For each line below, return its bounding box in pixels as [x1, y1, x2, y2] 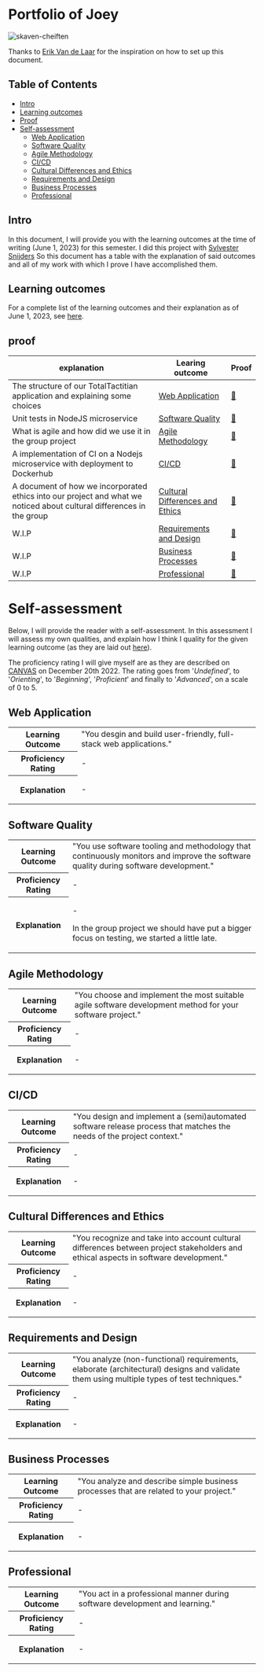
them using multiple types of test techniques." [71, 1373, 243, 1384]
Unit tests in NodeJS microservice [12, 413, 138, 424]
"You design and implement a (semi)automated [72, 1110, 247, 1121]
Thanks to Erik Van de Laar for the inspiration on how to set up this [8, 46, 224, 56]
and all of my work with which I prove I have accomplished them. [8, 260, 218, 269]
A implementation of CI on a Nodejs [12, 448, 143, 459]
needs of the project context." [72, 1130, 183, 1141]
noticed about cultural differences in [12, 501, 146, 512]
